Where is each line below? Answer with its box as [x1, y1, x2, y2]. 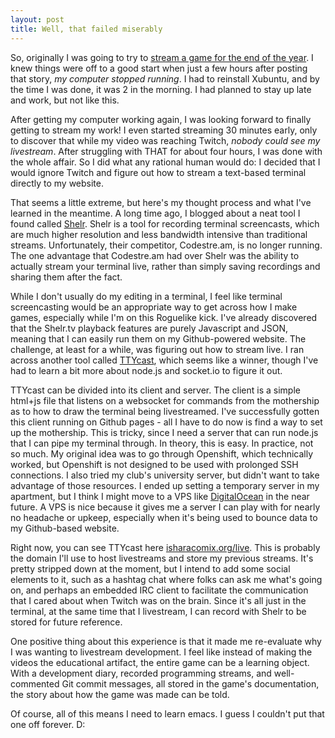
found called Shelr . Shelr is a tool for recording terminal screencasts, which [10, 217, 320, 230]
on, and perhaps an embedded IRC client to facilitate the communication [10, 584, 309, 596]
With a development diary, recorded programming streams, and [10, 667, 272, 679]
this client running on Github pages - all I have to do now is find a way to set [10, 416, 323, 428]
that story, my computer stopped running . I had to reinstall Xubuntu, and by [10, 72, 320, 85]
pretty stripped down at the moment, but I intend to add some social [10, 562, 291, 575]
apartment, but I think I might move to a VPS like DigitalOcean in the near [10, 490, 310, 502]
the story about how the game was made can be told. [10, 688, 230, 700]
